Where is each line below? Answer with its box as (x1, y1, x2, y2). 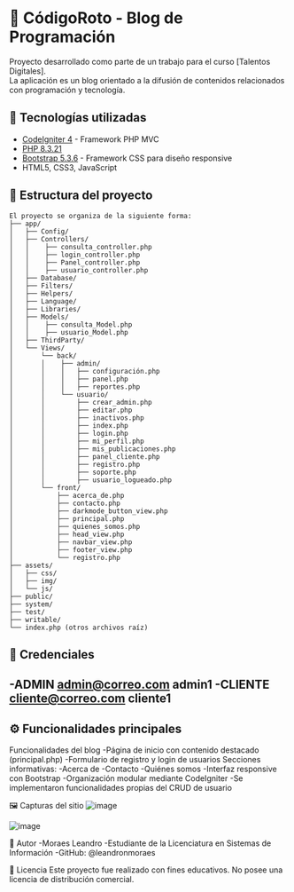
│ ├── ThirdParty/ (9, 335, 86, 344)
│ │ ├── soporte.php (9, 468, 137, 477)
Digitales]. (9, 66, 47, 76)
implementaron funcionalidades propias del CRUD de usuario (9, 783, 233, 793)
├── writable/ (9, 615, 62, 624)
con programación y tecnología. (9, 84, 126, 95)
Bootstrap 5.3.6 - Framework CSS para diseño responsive (21, 153, 233, 163)
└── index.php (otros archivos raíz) (9, 623, 149, 632)
